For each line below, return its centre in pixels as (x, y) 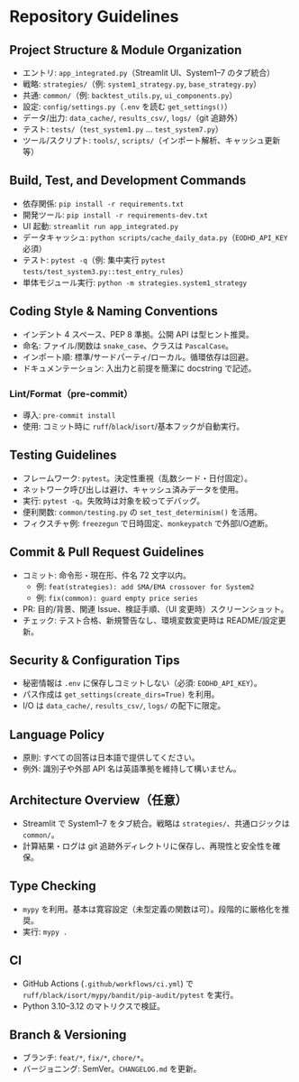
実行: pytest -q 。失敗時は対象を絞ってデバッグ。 (113, 500)
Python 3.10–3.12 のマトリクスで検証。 (93, 1006)
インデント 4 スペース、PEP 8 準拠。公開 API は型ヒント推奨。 (138, 334)
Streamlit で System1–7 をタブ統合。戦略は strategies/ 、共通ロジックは (156, 823)
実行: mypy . (45, 931)
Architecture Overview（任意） (98, 800)
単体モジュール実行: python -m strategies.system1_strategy (135, 282)
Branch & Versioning (68, 1035)
